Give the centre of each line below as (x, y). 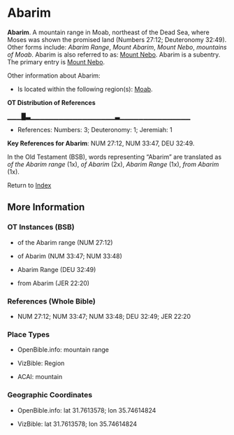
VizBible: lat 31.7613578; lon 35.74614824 (77, 424)
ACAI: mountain (40, 377)
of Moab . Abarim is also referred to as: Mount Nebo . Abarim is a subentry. (114, 55)
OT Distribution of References (51, 102)
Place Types (29, 334)
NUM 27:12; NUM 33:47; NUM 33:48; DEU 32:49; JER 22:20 (104, 316)
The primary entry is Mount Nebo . (56, 62)
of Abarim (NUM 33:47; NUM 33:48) (70, 256)
